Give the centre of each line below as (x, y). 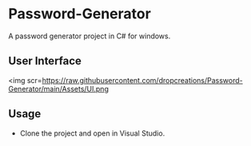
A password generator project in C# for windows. (90, 36)
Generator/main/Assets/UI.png (59, 89)
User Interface (45, 61)
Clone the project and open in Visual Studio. (92, 133)
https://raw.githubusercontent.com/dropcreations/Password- (142, 80)
